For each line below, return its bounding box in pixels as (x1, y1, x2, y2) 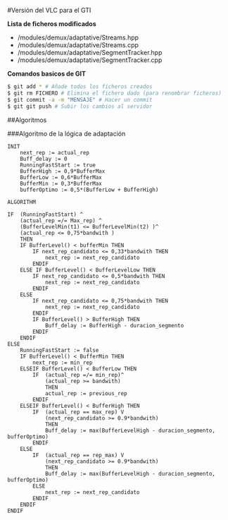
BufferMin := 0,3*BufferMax (20, 180, 102, 187)
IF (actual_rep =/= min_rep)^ (32, 371, 125, 378)
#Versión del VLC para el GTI (7, 6, 91, 14)
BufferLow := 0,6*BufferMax (20, 174, 102, 181)
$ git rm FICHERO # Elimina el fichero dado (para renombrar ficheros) (7, 90, 222, 97)
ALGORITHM (7, 198, 37, 205)
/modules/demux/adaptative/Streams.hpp (17, 33, 139, 42)
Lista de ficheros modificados (7, 20, 96, 28)
